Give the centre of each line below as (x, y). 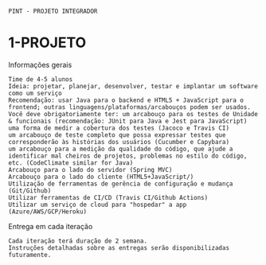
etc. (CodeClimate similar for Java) (71, 163)
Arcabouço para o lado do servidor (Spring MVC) (90, 170)
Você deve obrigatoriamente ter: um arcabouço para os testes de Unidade (133, 114)
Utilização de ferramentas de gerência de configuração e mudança (121, 184)
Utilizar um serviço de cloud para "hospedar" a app (98, 205)
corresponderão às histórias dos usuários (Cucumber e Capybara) (119, 142)
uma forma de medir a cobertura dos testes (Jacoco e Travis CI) (119, 128)
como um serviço (35, 93)
